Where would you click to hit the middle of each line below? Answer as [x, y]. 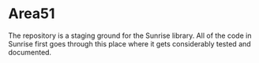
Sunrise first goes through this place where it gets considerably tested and [129, 43]
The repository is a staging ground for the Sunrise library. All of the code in [130, 35]
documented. [30, 52]
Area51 [32, 14]
